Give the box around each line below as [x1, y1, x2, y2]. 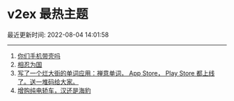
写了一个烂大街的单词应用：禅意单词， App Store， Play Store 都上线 [17, 68, 215, 77]
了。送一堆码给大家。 [17, 77, 79, 86]
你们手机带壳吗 [17, 51, 61, 59]
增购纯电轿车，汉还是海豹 [17, 86, 91, 94]
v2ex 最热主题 [7, 6, 88, 22]
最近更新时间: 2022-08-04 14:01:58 [7, 30, 109, 39]
